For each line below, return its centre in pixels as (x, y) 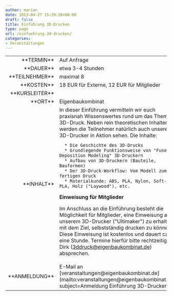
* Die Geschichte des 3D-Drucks (104, 145)
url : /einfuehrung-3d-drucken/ (39, 34)
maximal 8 (72, 76)
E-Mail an (71, 266)
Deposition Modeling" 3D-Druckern (101, 155)
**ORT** (42, 101)
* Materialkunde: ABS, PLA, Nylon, (108, 181)
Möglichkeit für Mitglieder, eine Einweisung (111, 215)
